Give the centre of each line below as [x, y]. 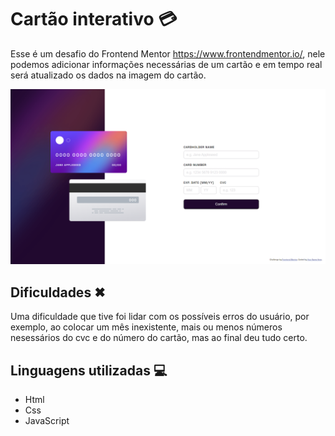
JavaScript [47, 421]
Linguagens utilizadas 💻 [89, 370]
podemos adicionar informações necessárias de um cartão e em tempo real [166, 64]
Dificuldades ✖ [58, 292]
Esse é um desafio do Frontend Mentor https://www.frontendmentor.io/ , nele [168, 53]
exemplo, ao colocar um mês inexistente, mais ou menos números [146, 327]
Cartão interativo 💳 [94, 19]
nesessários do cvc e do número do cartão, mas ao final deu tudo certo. [159, 338]
